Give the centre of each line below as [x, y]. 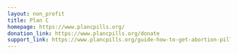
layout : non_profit [36, 14]
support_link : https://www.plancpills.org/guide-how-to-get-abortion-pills [121, 40]
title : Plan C [28, 20]
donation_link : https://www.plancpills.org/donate [84, 33]
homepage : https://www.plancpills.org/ [66, 27]
